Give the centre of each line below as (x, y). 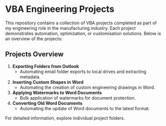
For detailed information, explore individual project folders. (65, 118)
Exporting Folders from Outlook (46, 66)
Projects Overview (34, 54)
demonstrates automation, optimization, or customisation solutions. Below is (83, 33)
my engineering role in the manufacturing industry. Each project (70, 28)
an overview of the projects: (34, 39)
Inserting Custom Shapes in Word (48, 82)
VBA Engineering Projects (60, 9)
